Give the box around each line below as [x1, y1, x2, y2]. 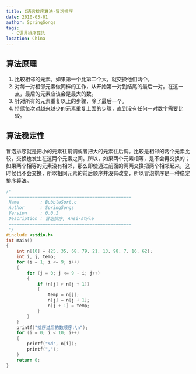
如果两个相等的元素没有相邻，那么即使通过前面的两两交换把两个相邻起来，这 [6, 162, 190, 169]
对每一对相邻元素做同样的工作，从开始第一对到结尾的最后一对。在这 [14, 83, 178, 90]
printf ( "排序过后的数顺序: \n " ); [16, 324, 89, 331]
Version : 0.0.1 [8, 210, 59, 217]
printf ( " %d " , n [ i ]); [27, 341, 77, 347]
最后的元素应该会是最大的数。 [24, 90, 97, 97]
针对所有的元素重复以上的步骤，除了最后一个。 [14, 97, 127, 104]
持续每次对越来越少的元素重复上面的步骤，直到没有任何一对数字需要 [14, 105, 178, 112]
